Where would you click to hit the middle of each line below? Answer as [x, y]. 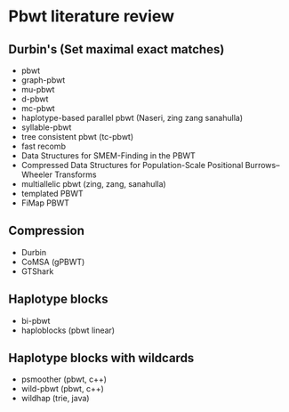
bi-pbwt [36, 320]
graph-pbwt [43, 80]
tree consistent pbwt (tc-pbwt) [77, 137]
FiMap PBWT [45, 203]
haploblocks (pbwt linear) [68, 330]
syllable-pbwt [46, 127]
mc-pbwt [38, 108]
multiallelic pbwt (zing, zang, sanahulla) [93, 184]
